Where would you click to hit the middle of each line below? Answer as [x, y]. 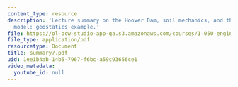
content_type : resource [42, 14]
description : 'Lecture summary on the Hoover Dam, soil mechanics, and [115, 20]
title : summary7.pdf [38, 53]
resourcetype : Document [42, 46]
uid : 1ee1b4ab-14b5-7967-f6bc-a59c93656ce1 [73, 60]
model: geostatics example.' [57, 27]
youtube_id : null [39, 72]
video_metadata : [31, 66]
